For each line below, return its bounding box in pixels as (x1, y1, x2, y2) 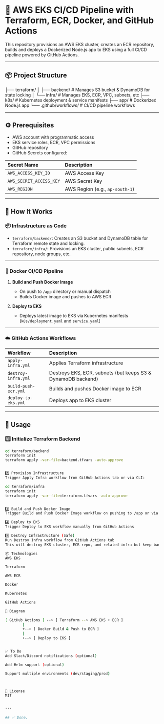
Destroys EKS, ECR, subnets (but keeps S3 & (49, 369, 152, 376)
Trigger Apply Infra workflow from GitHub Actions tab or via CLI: (5, 475, 145, 481)
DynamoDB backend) (49, 375, 99, 382)
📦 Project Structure (5, 71, 67, 80)
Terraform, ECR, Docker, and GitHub (5, 15, 154, 26)
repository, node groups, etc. (12, 251, 71, 257)
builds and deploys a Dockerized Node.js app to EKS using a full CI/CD (5, 47, 147, 52)
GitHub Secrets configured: (12, 149, 67, 156)
